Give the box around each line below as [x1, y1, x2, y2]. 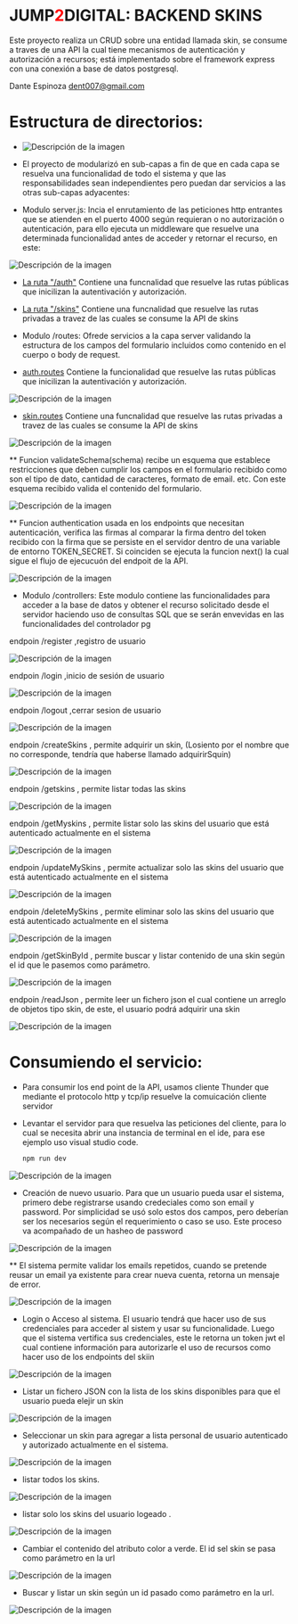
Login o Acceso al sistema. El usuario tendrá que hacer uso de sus [21, 1313, 267, 1324]
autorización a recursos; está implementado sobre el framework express [9, 54, 276, 64]
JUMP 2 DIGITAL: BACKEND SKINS [9, 5, 262, 26]
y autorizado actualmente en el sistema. [21, 1439, 169, 1450]
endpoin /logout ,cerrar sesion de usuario [9, 705, 162, 715]
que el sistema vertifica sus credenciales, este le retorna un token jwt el [21, 1332, 286, 1343]
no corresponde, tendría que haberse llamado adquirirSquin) [9, 748, 231, 759]
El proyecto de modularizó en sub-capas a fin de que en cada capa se [21, 158, 280, 169]
